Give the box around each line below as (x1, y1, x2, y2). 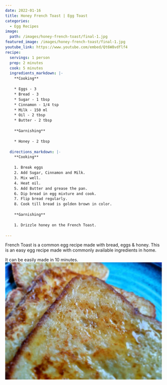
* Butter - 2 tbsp (14, 118, 52, 123)
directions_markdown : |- (9, 149, 61, 154)
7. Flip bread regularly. (14, 196, 68, 201)
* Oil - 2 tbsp (14, 113, 46, 118)
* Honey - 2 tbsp (14, 139, 50, 144)
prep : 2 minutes (9, 60, 43, 65)
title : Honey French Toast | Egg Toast (5, 13, 88, 18)
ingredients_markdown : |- (9, 71, 64, 76)
